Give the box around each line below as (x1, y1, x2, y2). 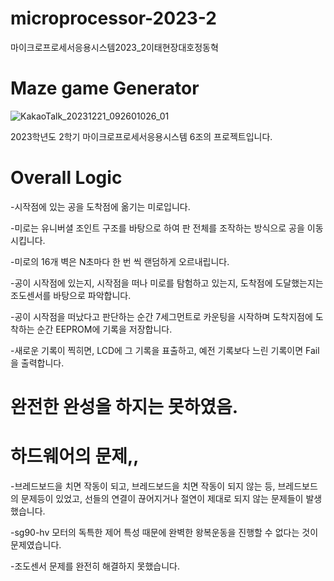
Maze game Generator (10, 77, 200, 100)
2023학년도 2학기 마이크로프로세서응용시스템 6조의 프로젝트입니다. (10, 130, 273, 142)
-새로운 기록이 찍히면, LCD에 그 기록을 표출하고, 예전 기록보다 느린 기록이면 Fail (10, 344, 320, 356)
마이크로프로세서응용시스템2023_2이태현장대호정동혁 (10, 41, 219, 53)
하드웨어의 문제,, (10, 445, 140, 468)
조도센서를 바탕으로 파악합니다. (10, 289, 132, 301)
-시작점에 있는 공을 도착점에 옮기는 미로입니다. (10, 200, 191, 212)
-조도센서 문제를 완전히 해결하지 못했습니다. (10, 560, 180, 572)
